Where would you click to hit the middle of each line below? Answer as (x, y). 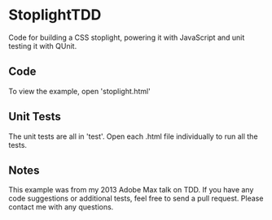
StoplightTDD (55, 15)
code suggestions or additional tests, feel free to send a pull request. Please (136, 198)
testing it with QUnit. (43, 45)
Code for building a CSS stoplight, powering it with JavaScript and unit (127, 37)
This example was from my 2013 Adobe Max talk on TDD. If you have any (131, 190)
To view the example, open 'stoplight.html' (79, 91)
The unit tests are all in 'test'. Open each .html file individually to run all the (133, 136)
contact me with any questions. (61, 207)
